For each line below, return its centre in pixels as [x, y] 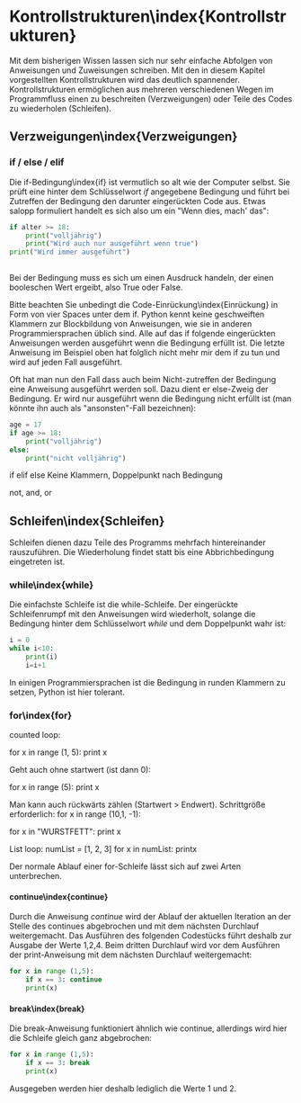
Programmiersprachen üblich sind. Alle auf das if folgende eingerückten [142, 333]
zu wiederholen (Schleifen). [61, 108]
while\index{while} [52, 585]
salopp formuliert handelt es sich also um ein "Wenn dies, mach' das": [139, 211]
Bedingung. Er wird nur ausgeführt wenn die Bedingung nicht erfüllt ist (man [150, 399]
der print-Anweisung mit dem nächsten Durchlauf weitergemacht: [131, 955]
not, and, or [31, 493]
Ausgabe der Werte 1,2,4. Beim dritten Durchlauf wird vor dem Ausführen [145, 946]
